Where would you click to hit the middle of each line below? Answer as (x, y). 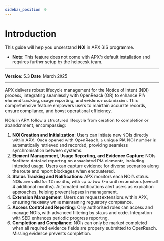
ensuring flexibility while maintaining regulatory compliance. (72, 202)
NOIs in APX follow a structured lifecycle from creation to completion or (77, 120)
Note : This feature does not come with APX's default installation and (81, 57)
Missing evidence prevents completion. (51, 233)
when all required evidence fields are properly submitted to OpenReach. (84, 228)
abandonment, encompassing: (36, 125)
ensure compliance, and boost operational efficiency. (59, 111)
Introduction (31, 33)
